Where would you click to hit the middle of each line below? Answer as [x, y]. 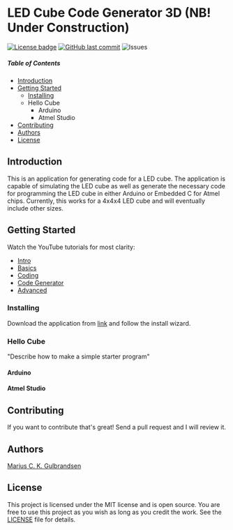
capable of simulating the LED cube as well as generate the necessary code [116, 185]
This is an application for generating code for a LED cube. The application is [116, 179]
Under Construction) [68, 28]
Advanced [32, 290]
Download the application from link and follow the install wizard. [99, 323]
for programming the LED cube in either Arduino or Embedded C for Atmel [114, 193]
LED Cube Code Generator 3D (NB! [109, 13]
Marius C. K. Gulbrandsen [44, 466]
